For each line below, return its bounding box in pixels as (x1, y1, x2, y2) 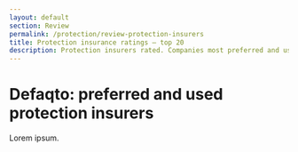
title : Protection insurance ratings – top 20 (9, 37, 184, 47)
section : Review (9, 21, 69, 30)
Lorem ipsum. (9, 132, 59, 143)
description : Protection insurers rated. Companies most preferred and (9, 46, 279, 55)
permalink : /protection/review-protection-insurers (9, 29, 204, 38)
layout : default (9, 12, 69, 22)
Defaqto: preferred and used (9, 84, 223, 105)
